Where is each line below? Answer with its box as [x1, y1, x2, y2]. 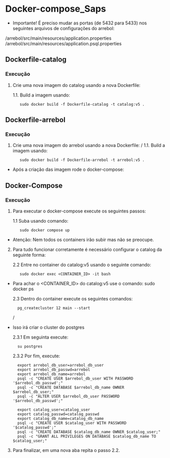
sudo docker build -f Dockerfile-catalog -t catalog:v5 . [19, 102, 145, 107]
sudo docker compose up [19, 228, 70, 233]
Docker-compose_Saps [5, 3, 107, 15]
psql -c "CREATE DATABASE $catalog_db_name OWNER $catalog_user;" [17, 430, 161, 435]
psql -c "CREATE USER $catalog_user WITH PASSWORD [17, 420, 127, 425]
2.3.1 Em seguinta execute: [12, 334, 69, 340]
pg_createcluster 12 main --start [17, 306, 90, 311]
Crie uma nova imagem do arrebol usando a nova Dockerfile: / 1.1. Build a [12, 142, 165, 148]
